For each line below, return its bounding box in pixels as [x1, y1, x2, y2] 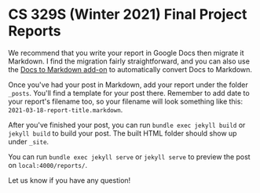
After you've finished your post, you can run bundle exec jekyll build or [8, 120, 246, 129]
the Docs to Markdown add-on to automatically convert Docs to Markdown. [8, 64, 253, 74]
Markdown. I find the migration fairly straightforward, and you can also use [8, 56, 250, 66]
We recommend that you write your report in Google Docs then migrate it [8, 48, 244, 57]
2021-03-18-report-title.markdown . [8, 104, 123, 115]
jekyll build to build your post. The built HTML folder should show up [8, 128, 237, 138]
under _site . [8, 137, 49, 146]
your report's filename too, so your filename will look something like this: [8, 96, 244, 106]
